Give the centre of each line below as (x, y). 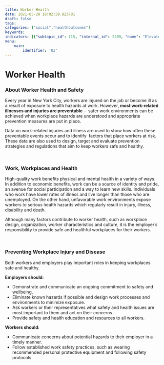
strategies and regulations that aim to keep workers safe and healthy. (74, 146)
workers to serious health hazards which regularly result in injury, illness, (78, 205)
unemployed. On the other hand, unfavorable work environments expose (78, 200)
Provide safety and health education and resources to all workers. (78, 318)
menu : (10, 41)
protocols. (22, 357)
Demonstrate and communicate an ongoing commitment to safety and (83, 286)
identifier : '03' (40, 50)
